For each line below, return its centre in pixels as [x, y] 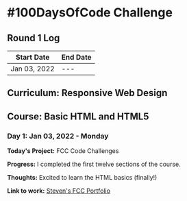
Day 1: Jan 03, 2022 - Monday [58, 136]
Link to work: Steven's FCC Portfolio [59, 191]
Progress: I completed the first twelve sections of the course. [94, 164]
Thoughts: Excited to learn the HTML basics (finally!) [82, 178]
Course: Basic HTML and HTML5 [78, 116]
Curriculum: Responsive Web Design [87, 93]
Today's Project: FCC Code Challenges [63, 151]
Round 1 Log [34, 38]
